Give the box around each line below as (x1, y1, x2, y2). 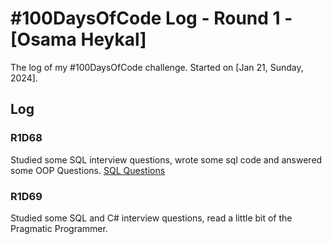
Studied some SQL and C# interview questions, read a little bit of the (10, 212, 293, 224)
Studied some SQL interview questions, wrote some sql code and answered (10, 153, 323, 166)
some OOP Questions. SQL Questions (10, 164, 166, 176)
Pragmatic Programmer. (10, 222, 108, 234)
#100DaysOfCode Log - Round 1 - (10, 7, 293, 30)
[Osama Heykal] (10, 28, 147, 51)
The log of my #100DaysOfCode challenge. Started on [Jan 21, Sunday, (10, 61, 304, 73)
